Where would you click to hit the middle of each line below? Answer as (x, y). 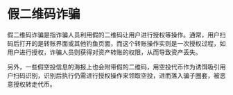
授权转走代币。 (34, 84)
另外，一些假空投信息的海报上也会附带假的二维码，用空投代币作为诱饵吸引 (113, 67)
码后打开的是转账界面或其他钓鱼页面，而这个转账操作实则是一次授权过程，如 (116, 43)
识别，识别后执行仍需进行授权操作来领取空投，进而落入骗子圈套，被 (122, 75)
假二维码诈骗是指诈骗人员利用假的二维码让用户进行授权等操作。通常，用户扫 (116, 35)
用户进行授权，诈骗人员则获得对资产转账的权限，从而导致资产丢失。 (104, 52)
